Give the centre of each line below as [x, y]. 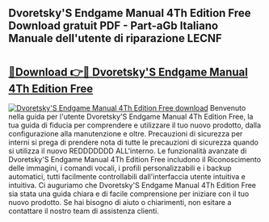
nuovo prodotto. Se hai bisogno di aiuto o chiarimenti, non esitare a [120, 202]
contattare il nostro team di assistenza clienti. [84, 211]
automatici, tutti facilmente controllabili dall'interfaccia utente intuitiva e [127, 176]
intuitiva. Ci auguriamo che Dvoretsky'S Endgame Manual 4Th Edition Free [132, 185]
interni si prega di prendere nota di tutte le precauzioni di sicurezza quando [133, 142]
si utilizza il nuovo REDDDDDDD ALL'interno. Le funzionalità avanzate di [128, 151]
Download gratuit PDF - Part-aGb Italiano [113, 26]
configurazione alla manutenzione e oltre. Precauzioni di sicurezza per [126, 134]
